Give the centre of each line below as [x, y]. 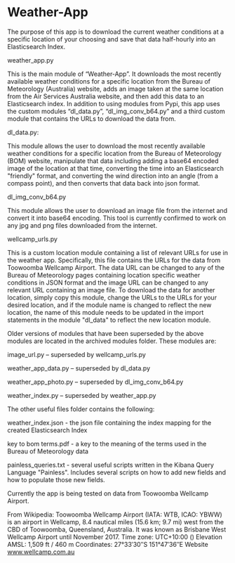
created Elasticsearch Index [47, 430]
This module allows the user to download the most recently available [106, 145]
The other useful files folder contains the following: [81, 409]
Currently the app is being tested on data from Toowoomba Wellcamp [108, 493]
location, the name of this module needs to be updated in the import [106, 312]
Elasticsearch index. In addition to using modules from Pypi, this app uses [114, 103]
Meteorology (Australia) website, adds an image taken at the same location [115, 89]
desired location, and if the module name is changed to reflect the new [109, 305]
